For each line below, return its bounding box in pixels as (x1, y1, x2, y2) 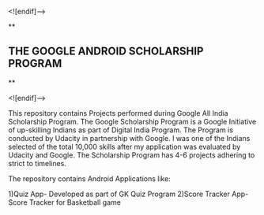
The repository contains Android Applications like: (8, 173, 172, 183)
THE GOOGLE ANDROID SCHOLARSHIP (8, 45, 204, 58)
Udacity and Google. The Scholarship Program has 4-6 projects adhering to (8, 150, 255, 160)
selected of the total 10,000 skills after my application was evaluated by (8, 142, 241, 151)
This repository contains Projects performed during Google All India (8, 108, 228, 117)
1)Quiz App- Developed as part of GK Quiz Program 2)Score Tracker (8, 189, 231, 198)
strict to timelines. (8, 158, 67, 168)
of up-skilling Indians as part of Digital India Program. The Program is (8, 125, 233, 135)
